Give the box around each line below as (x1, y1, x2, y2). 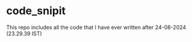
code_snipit (6, 4, 66, 18)
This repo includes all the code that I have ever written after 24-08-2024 (6, 24, 187, 31)
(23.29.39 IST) (6, 30, 42, 37)
